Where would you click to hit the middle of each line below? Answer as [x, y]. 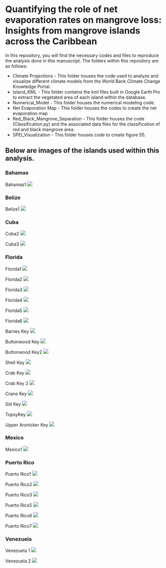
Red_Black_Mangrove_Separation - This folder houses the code [78, 118]
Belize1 [13, 209]
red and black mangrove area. [44, 129]
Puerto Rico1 [18, 474]
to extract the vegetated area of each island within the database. [79, 97]
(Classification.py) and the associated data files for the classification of [86, 124]
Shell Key [15, 362]
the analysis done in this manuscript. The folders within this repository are [82, 60]
